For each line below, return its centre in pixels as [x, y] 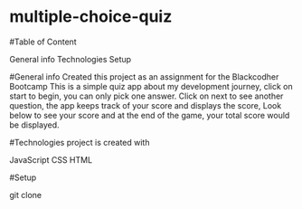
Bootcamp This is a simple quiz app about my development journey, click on [151, 86]
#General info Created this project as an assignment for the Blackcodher [144, 76]
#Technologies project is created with [80, 142]
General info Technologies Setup [71, 59]
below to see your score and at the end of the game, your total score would [150, 115]
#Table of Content [43, 42]
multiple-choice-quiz [91, 17]
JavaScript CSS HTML [51, 159]
